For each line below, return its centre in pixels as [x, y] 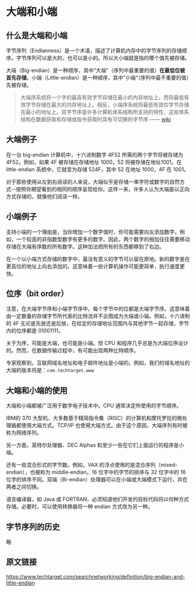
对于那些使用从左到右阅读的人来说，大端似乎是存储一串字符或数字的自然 [93, 181]
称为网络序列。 [24, 433]
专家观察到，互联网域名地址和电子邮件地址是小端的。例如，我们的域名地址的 [98, 363]
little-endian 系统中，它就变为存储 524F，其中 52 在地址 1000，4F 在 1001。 [98, 169]
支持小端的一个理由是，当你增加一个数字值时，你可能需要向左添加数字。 [93, 232]
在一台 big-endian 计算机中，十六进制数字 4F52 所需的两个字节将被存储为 [95, 154]
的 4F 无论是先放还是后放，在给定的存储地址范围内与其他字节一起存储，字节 [98, 323]
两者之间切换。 [24, 487]
